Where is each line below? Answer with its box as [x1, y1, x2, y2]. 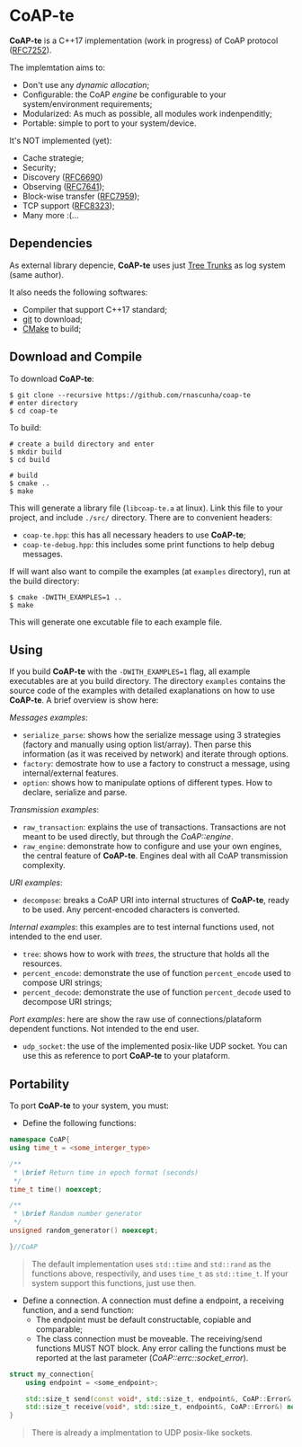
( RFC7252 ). [9, 44, 52, 55]
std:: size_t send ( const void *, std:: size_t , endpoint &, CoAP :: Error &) [25, 1394, 296, 1403]
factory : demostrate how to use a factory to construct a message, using [22, 759, 290, 769]
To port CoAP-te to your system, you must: [9, 1100, 169, 1111]
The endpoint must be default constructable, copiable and [35, 1314, 252, 1325]
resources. [22, 958, 63, 969]
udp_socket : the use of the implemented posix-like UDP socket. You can [22, 1041, 288, 1052]
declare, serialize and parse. [22, 787, 128, 798]
